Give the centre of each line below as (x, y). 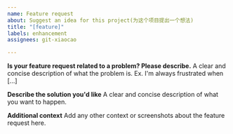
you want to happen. (37, 102)
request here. (27, 123)
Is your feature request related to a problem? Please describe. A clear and (116, 66)
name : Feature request (40, 14)
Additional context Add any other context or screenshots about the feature (116, 116)
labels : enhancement (38, 33)
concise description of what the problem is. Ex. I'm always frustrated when (115, 74)
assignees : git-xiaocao (42, 40)
